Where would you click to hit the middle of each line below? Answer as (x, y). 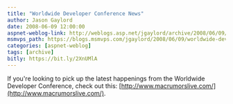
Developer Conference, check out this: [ (64, 86)
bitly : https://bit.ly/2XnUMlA (52, 59)
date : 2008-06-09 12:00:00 (46, 26)
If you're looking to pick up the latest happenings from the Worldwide (106, 78)
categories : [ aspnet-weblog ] (49, 46)
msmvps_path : (26, 40)
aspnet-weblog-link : (37, 33)
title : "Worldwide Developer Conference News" (76, 14)
